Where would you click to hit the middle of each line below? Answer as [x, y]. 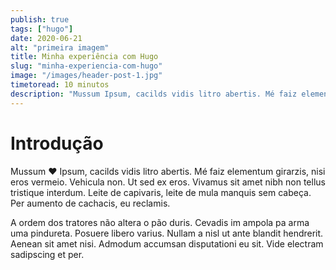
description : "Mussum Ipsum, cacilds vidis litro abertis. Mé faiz [154, 94]
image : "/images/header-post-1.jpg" [86, 76]
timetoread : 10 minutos [60, 85]
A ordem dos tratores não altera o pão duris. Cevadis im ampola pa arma [160, 222]
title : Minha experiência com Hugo [84, 57]
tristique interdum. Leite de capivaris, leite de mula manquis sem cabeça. [161, 192]
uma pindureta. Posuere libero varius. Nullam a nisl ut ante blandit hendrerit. [167, 233]
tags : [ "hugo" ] [42, 29]
